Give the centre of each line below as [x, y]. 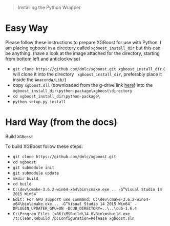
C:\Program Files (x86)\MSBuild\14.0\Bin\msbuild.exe [71, 214]
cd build [22, 184]
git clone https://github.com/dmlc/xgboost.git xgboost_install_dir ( [89, 68]
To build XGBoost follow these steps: [44, 146]
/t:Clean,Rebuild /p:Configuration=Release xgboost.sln [73, 218]
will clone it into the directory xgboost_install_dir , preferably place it [87, 74]
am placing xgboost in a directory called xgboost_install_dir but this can [83, 48]
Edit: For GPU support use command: [52, 199]
